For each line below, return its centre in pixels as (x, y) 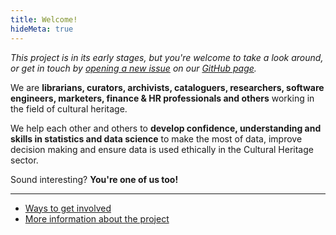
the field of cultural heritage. (69, 108)
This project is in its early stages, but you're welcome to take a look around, (167, 57)
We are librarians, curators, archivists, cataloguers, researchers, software (167, 87)
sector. (24, 160)
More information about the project (97, 218)
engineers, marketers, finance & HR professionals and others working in (162, 98)
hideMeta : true (42, 29)
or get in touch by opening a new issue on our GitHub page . (133, 68)
